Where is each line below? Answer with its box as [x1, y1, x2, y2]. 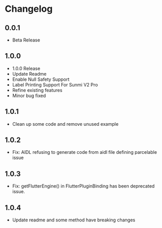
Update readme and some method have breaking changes [12, 217, 135, 223]
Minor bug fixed [12, 93, 46, 99]
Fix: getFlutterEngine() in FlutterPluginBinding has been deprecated [12, 183, 155, 189]
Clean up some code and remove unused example [12, 121, 119, 127]
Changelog [5, 3, 53, 15]
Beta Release [12, 37, 40, 43]
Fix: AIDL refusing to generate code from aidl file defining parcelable [12, 149, 157, 155]
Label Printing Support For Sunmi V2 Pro [12, 81, 98, 87]
